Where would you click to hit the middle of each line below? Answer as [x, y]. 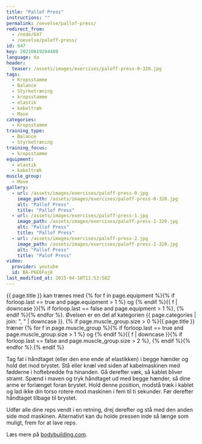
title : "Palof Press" [44, 255]
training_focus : [27, 148]
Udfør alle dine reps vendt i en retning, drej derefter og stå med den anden [100, 409]
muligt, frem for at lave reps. [42, 422]
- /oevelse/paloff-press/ [45, 40]
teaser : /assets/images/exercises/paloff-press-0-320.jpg [87, 69]
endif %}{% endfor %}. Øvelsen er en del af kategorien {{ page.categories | [101, 315]
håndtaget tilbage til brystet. [42, 398]
